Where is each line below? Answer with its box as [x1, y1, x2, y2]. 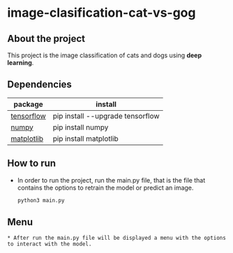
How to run [7, 158, 57, 169]
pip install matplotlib [52, 134, 119, 144]
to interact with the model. [7, 240, 92, 248]
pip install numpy [52, 122, 109, 132]
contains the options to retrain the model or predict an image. [17, 183, 194, 192]
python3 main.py [17, 197, 65, 204]
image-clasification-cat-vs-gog [7, 5, 196, 21]
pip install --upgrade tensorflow [52, 111, 160, 121]
